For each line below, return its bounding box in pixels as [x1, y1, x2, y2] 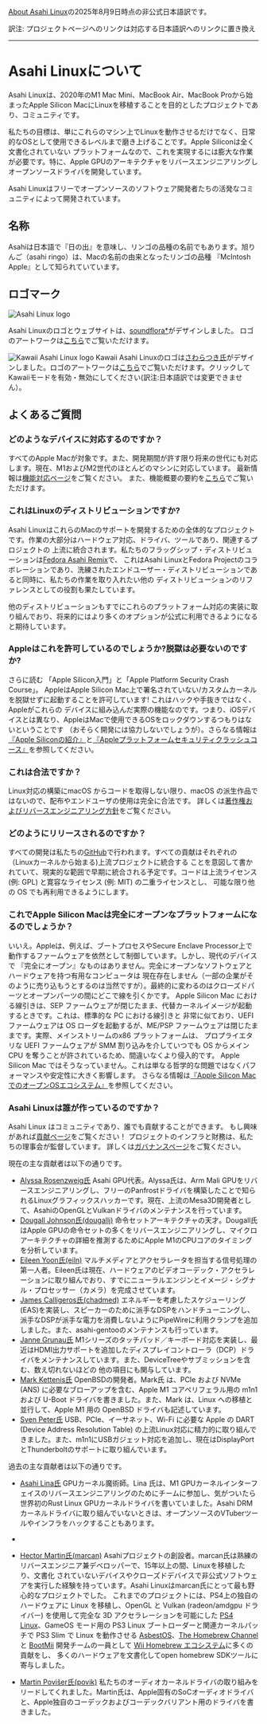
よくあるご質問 [8, 407, 82, 421]
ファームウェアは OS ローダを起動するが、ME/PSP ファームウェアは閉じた [8, 1020, 252, 1030]
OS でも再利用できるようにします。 [17, 887, 133, 897]
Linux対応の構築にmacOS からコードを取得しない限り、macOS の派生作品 [8, 786, 252, 795]
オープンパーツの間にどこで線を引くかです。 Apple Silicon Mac [29, 991, 235, 1000]
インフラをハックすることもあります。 [33, 1518, 159, 1528]
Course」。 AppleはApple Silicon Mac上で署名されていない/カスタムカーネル [8, 685, 257, 694]
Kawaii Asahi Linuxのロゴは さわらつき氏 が [95, 352, 234, 362]
